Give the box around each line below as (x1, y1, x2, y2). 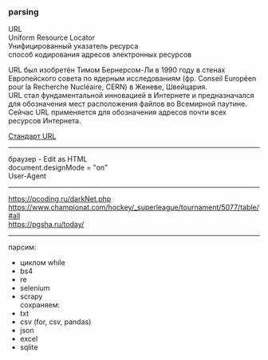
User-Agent (8, 171, 46, 181)
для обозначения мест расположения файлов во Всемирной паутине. (8, 99, 247, 109)
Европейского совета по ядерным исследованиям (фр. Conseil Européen (8, 74, 257, 84)
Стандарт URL (8, 131, 57, 141)
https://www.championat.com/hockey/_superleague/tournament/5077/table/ (8, 202, 259, 213)
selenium (19, 284, 50, 293)
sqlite (19, 342, 38, 352)
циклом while (19, 258, 65, 268)
